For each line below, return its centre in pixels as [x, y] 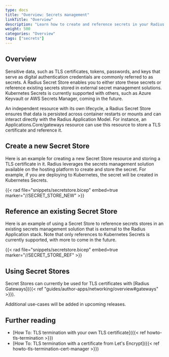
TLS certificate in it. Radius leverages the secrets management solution [80, 164]
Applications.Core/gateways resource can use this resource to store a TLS [83, 124]
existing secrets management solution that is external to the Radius [75, 229]
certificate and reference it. [34, 130]
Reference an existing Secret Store [61, 211]
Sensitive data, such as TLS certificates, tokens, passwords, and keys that [83, 71]
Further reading [30, 320]
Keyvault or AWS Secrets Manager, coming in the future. [64, 98]
